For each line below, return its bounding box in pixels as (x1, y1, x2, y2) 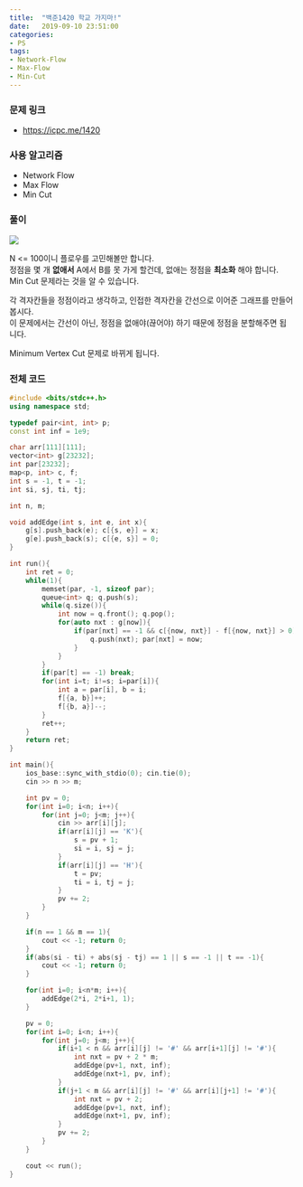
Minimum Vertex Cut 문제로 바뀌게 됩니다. (9, 347, 160, 358)
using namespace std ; (9, 401, 91, 411)
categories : (9, 30, 54, 39)
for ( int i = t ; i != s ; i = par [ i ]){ (41, 677, 160, 686)
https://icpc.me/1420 (22, 125, 101, 136)
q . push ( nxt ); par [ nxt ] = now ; (89, 635, 204, 644)
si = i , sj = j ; (73, 844, 135, 853)
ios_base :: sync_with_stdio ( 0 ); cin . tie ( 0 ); (25, 769, 192, 778)
